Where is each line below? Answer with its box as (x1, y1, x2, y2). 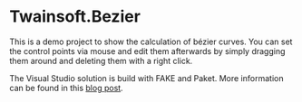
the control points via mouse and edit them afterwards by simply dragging (9, 45, 286, 56)
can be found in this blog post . (9, 82, 124, 93)
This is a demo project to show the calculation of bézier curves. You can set (9, 36, 293, 47)
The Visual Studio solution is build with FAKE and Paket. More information (9, 72, 284, 83)
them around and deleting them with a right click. (9, 55, 193, 66)
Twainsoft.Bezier (9, 6, 141, 27)
